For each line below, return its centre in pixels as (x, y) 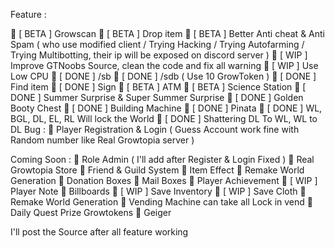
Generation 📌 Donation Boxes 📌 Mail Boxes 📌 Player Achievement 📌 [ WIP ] (164, 180)
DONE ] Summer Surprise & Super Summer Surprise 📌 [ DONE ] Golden (157, 97)
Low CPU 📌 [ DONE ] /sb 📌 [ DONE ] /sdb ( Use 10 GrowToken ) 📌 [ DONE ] (163, 76)
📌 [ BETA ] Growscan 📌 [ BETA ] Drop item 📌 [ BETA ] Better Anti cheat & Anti (167, 33)
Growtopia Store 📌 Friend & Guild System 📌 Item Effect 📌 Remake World (157, 170)
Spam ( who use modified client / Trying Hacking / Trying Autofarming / (157, 44)
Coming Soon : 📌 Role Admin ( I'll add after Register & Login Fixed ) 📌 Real (162, 159)
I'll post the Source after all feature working (99, 232)
